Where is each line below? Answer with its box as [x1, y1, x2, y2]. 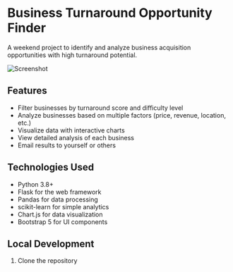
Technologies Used [7, 161, 94, 173]
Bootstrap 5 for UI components [17, 217, 108, 226]
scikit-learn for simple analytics [17, 202, 109, 211]
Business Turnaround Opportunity [7, 5, 213, 21]
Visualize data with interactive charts [17, 125, 125, 135]
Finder [7, 20, 47, 36]
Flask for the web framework [17, 187, 102, 196]
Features [7, 85, 47, 97]
